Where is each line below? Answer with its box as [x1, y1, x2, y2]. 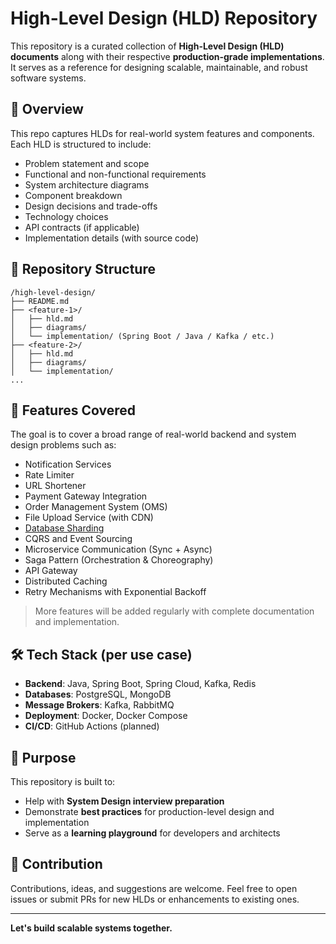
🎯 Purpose [10, 749, 77, 766]
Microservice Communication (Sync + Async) [24, 543, 213, 556]
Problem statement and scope [24, 157, 150, 169]
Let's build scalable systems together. [10, 922, 173, 934]
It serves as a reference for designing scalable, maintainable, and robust [10, 61, 308, 73]
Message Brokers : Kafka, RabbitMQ [24, 699, 175, 711]
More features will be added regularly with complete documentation [34, 605, 315, 617]
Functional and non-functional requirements [24, 168, 207, 180]
